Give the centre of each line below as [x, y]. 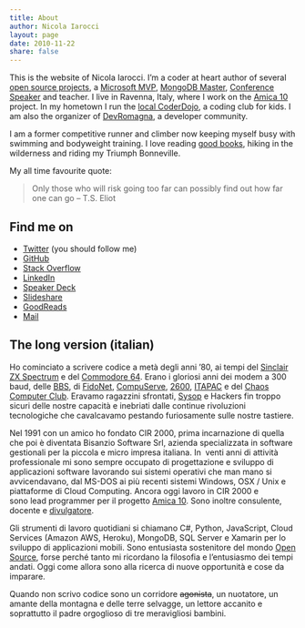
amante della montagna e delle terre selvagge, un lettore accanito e [136, 603]
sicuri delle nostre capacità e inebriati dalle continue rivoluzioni [127, 405]
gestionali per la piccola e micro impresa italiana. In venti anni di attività [144, 452]
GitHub [36, 258]
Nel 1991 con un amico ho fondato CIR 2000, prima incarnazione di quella [147, 432]
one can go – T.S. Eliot [74, 198]
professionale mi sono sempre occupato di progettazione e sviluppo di [142, 461]
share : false [34, 52]
